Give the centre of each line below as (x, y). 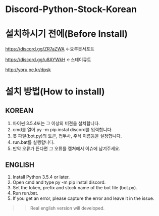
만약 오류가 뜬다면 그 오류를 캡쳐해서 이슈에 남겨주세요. (66, 149)
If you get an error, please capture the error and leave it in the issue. (83, 198)
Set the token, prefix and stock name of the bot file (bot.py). (75, 187)
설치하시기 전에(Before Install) (66, 34)
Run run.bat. (25, 193)
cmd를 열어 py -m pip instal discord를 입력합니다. (62, 130)
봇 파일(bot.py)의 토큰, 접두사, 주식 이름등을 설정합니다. (67, 136)
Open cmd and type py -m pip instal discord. (59, 182)
